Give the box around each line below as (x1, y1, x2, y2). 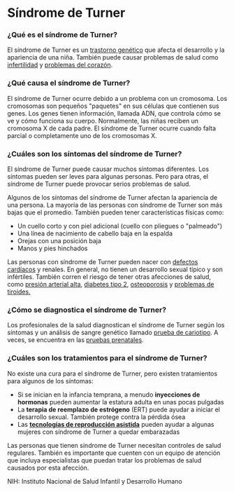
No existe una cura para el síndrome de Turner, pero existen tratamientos (7, 369, 218, 378)
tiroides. (7, 287, 31, 296)
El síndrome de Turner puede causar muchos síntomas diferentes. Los (7, 165, 210, 173)
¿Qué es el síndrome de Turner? (7, 30, 117, 40)
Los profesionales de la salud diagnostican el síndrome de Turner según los (7, 321, 225, 329)
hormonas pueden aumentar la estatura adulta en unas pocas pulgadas (17, 397, 225, 406)
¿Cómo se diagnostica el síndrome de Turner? (7, 305, 166, 315)
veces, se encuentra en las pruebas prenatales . (7, 336, 145, 344)
